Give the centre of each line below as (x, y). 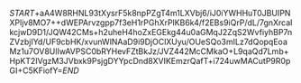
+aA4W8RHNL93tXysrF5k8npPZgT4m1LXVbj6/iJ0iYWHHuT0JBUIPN (163, 13)
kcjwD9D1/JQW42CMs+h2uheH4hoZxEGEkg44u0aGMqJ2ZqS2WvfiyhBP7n (151, 32)
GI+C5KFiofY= (36, 70)
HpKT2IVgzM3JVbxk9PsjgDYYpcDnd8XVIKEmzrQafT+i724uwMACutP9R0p (150, 61)
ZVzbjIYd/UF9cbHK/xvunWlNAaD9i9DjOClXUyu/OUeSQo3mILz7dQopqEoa (149, 41)
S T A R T (22, 13)
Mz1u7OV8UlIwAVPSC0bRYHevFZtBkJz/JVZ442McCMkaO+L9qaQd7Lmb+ (149, 51)
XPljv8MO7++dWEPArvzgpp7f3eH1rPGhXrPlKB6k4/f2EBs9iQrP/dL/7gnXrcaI (151, 23)
